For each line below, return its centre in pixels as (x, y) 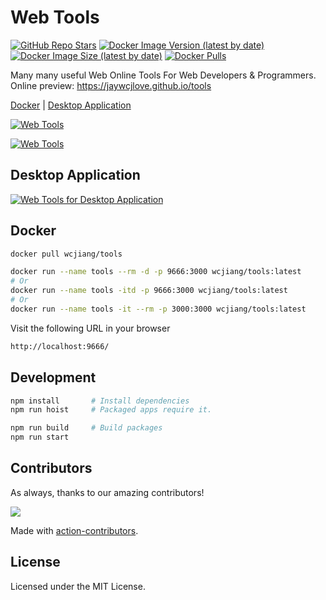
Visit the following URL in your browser (90, 328)
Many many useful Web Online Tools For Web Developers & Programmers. (163, 75)
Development (53, 377)
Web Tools (55, 17)
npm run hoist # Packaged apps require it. (111, 410)
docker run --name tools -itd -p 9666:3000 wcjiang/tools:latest (149, 291)
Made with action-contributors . (74, 530)
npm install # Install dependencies (100, 401)
